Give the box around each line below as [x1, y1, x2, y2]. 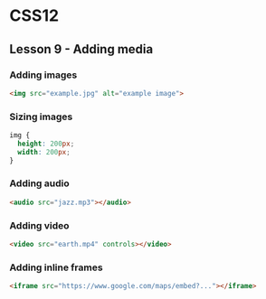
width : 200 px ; [17, 147, 71, 156]
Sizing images [9, 110, 73, 123]
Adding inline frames [9, 261, 103, 274]
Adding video [9, 219, 70, 231]
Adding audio [9, 177, 70, 190]
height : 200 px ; [17, 139, 75, 148]
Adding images [9, 69, 78, 81]
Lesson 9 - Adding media [9, 42, 154, 57]
